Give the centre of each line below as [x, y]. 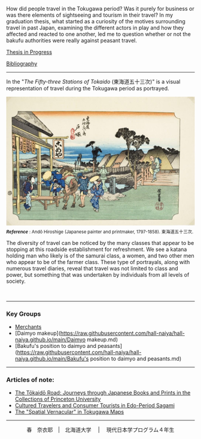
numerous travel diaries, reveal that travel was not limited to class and [92, 268]
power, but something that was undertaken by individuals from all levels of [98, 274]
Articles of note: [31, 380]
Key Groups [24, 314]
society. [16, 281]
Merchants [28, 327]
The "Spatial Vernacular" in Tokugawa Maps [69, 412]
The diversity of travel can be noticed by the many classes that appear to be [100, 243]
